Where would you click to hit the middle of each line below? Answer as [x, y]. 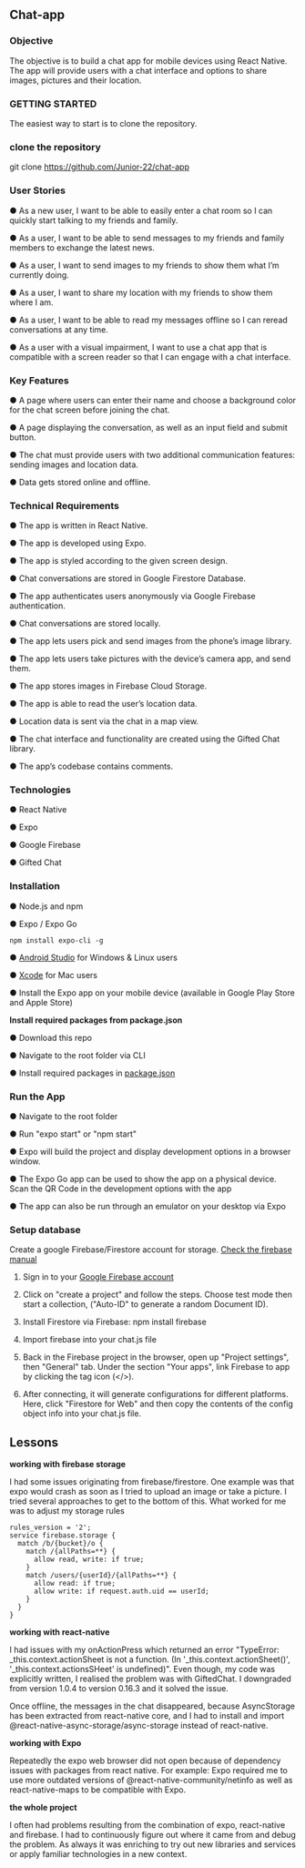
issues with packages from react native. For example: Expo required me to [149, 1771]
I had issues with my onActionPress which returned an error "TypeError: [144, 1650]
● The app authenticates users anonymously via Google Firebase [133, 597]
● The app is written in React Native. [79, 526]
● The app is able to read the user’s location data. [103, 704]
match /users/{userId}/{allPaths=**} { [102, 1576]
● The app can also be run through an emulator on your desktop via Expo [148, 1207]
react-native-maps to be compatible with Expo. [98, 1790]
